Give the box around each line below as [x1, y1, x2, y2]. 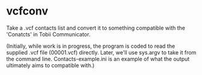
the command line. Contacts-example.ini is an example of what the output [6, 55, 190, 62]
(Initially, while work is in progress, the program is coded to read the [6, 42, 175, 50]
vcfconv [6, 4, 48, 18]
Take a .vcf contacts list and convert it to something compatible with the [6, 24, 186, 31]
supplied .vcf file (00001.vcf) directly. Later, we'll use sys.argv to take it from [6, 48, 197, 56]
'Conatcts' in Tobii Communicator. [6, 30, 90, 37]
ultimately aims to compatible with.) [6, 62, 95, 69]
